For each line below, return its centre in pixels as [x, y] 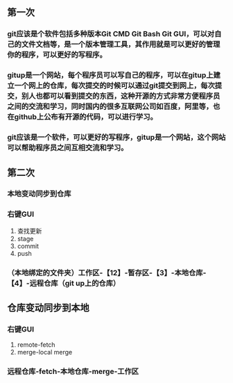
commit [28, 246]
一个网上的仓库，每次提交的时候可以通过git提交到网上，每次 [114, 85]
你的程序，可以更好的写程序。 [57, 55]
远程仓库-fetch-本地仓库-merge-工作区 [73, 372]
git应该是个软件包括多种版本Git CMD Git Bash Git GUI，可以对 [111, 34]
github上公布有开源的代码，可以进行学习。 [86, 117]
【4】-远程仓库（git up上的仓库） [64, 283]
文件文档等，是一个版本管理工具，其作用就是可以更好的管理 [121, 44]
